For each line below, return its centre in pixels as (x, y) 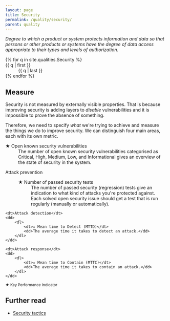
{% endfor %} (20, 76)
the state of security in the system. (55, 162)
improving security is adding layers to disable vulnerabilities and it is (77, 110)
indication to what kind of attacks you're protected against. (93, 193)
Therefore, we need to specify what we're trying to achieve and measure (82, 125)
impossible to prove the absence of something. (55, 115)
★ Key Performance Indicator (31, 285)
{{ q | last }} (30, 71)
